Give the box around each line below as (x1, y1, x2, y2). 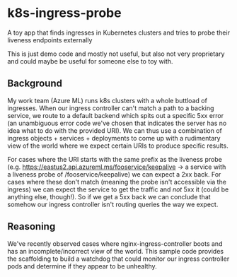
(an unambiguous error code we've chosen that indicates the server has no (7, 119, 227, 127)
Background (7, 78, 62, 90)
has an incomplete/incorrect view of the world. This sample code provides (7, 247, 224, 255)
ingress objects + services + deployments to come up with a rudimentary (7, 134, 221, 142)
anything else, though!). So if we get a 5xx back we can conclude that (7, 192, 211, 201)
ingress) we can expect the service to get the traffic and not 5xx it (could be (7, 185, 229, 194)
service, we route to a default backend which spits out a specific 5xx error (7, 111, 224, 119)
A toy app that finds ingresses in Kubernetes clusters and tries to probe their (7, 28, 230, 37)
